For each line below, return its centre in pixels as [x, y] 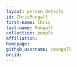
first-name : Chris [28, 22]
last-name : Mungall [30, 28]
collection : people [30, 33]
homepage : [18, 44]
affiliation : [22, 38]
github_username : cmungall [39, 50]
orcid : [14, 55]
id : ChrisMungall [27, 17]
